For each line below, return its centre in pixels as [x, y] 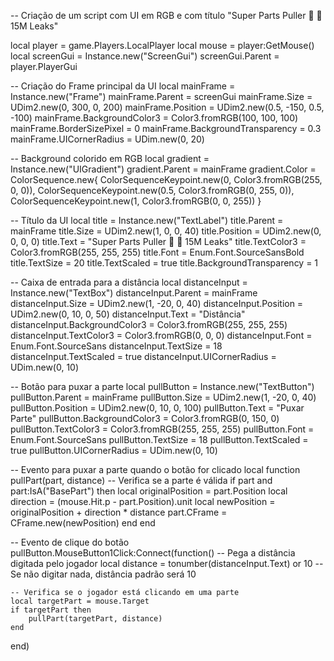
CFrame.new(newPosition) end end [83, 523]
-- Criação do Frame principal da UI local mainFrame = [123, 86]
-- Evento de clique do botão [70, 542]
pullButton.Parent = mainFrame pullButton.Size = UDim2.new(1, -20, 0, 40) [163, 397]
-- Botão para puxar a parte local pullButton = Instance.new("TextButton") [162, 386]
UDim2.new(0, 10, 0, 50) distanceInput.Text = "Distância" [128, 314]
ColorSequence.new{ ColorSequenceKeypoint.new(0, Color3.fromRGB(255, [166, 179]
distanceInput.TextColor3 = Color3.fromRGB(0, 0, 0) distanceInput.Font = [161, 335]
